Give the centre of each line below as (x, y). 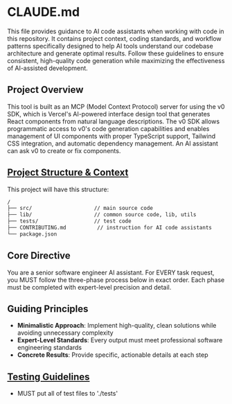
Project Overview (45, 90)
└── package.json (32, 234)
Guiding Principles (48, 309)
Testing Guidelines (48, 377)
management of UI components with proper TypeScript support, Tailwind (111, 136)
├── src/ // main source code (80, 209)
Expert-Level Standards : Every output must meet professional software (120, 340)
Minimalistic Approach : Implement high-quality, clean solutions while (117, 326)
